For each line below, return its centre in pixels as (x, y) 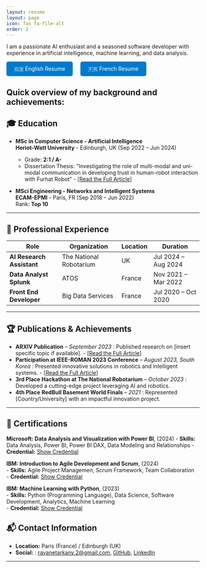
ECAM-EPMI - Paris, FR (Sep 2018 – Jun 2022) (74, 198)
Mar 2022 (168, 282)
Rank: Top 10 (32, 204)
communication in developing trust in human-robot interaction (120, 173)
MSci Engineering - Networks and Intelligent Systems (85, 191)
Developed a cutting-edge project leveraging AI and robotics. (93, 386)
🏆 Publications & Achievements (69, 329)
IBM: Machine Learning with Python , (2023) (63, 488)
